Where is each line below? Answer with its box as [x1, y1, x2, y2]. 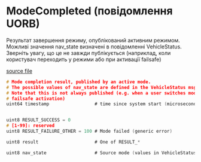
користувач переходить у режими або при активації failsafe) [6, 56, 162, 63]
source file [6, 67, 33, 74]
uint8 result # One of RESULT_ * [6, 139, 141, 145]
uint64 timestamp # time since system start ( [6, 101, 167, 107]
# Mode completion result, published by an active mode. [6, 79, 151, 85]
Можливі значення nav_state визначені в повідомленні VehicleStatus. [6, 43, 182, 50]
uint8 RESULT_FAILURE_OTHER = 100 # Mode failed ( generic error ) [6, 129, 172, 135]
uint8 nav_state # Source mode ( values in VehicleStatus [6, 149, 197, 156]
